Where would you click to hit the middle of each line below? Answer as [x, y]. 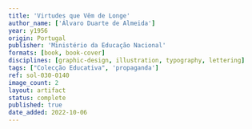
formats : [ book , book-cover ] [57, 53]
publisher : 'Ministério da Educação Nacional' [87, 46]
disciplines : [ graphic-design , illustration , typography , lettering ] [127, 61]
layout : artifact [37, 90]
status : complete [37, 98]
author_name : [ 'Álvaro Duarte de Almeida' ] [82, 23]
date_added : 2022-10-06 [48, 113]
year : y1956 [28, 30]
